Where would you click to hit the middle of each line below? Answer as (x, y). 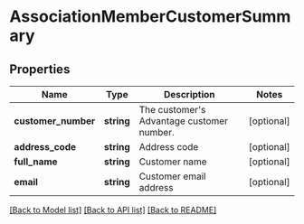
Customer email (172, 176)
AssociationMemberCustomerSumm (150, 17)
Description (189, 94)
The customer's (172, 110)
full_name (36, 162)
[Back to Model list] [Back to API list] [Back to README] (113, 210)
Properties (40, 69)
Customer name (173, 162)
